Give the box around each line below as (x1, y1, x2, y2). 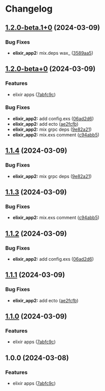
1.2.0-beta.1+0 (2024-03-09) (5, 23, 100, 32)
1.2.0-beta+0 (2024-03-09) (5, 64, 96, 74)
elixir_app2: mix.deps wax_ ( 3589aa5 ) (12, 50, 94, 56)
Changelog (5, 3, 53, 15)
